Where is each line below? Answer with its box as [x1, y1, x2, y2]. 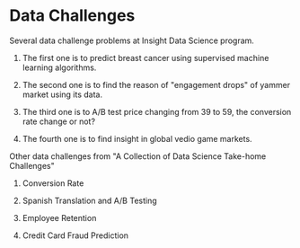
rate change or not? [22, 116, 96, 127]
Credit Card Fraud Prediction [22, 230, 128, 241]
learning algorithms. [22, 62, 97, 73]
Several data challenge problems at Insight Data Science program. [9, 35, 254, 46]
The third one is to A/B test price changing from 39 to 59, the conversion [22, 106, 292, 117]
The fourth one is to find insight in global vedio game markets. [22, 133, 253, 144]
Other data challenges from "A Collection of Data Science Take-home [9, 150, 267, 162]
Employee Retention [22, 212, 97, 223]
